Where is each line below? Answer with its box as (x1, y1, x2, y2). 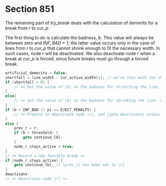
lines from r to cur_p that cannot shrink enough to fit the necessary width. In (5, 45, 161, 51)
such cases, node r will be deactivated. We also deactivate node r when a (5, 50, 155, 56)
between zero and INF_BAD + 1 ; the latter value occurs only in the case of (5, 40, 155, 46)
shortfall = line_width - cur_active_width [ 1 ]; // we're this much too (5, 75, 156, 80)
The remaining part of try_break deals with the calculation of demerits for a (5, 20, 158, 26)
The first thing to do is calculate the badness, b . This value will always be (5, 35, 154, 41)
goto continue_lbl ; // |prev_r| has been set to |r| (14, 162, 125, 168)
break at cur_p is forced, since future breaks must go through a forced (5, 55, 149, 61)
